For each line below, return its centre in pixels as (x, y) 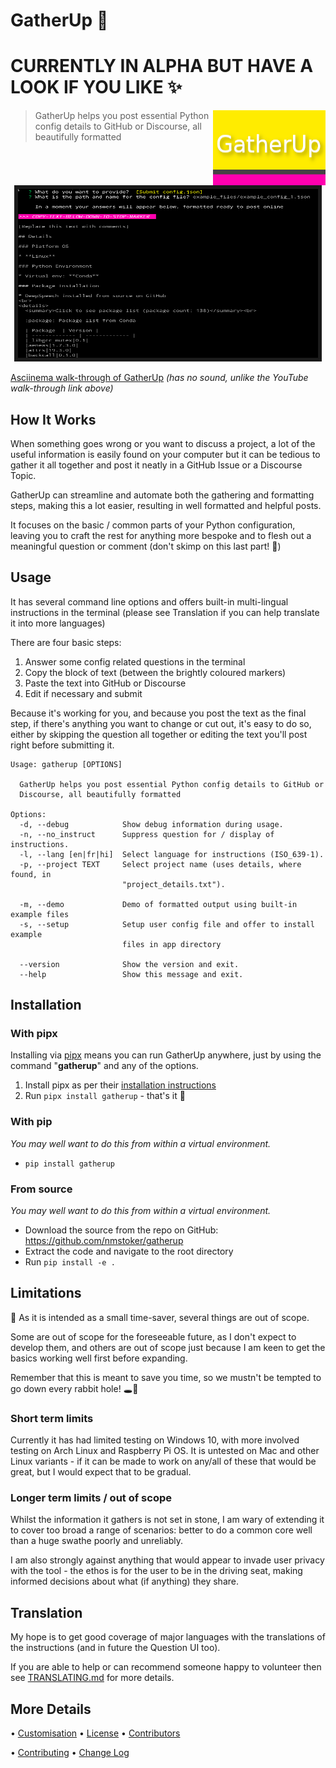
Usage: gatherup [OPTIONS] (66, 764)
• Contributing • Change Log (70, 1753)
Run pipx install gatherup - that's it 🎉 (105, 1096)
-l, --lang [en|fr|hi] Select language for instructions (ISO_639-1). (172, 854)
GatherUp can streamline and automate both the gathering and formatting (162, 495)
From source (41, 1189)
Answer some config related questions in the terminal (135, 661)
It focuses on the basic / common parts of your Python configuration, (153, 525)
